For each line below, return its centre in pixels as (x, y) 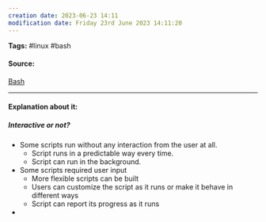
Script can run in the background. (86, 162)
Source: (22, 63)
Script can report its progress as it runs (95, 204)
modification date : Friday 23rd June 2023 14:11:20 (95, 23)
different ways (55, 196)
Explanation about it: (43, 107)
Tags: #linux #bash (40, 45)
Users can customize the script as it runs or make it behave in (132, 187)
